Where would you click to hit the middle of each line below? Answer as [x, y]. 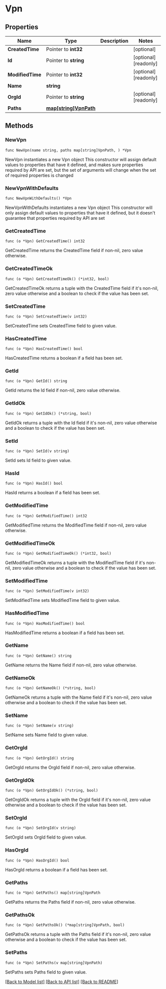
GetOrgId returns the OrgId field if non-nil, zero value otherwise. [70, 767]
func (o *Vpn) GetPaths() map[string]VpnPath [53, 893]
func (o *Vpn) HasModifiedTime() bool [45, 623]
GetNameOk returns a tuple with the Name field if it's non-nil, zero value [79, 697]
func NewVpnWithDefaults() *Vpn [38, 198]
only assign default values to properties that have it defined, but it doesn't [80, 213]
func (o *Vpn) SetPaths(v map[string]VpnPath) [54, 963]
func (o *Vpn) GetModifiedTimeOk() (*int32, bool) [58, 553]
